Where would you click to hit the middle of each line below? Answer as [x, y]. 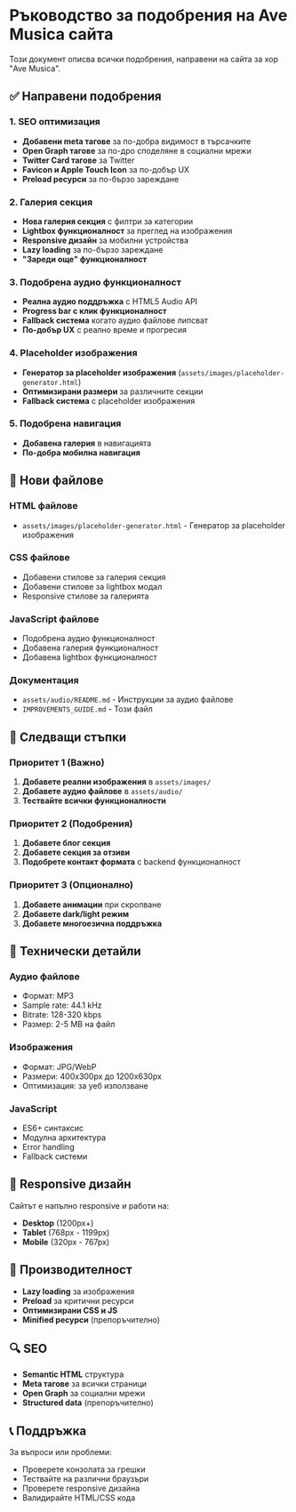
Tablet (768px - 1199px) [66, 1232]
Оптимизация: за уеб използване [85, 1085]
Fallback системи [55, 1156]
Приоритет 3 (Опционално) [72, 885]
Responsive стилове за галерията [85, 596]
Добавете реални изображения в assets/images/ [116, 782]
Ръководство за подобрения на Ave [148, 16]
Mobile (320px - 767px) [66, 1242]
